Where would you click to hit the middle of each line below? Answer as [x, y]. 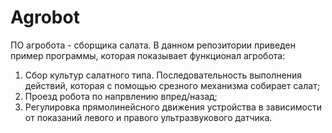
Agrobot [45, 17]
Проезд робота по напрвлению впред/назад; [121, 96]
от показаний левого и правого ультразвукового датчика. [148, 117]
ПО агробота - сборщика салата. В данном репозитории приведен [153, 45]
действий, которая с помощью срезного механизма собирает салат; [172, 85]
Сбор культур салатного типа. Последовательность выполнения [163, 75]
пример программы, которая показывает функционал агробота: [148, 55]
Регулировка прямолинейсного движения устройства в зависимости [173, 107]
